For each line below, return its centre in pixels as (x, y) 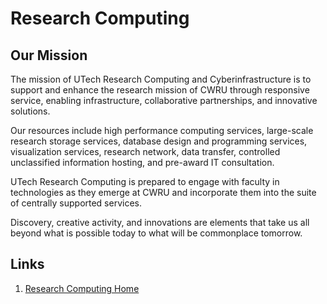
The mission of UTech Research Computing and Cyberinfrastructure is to (161, 79)
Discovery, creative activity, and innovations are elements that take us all (160, 222)
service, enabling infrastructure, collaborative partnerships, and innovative (164, 100)
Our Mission (49, 55)
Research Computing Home (82, 288)
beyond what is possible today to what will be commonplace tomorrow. (156, 233)
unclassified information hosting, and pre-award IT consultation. (142, 162)
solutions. (30, 111)
